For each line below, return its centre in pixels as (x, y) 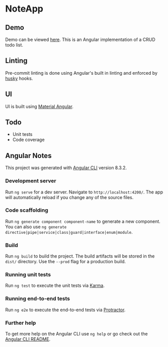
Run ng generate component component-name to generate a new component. (83, 221)
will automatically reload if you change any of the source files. (69, 197)
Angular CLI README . (28, 339)
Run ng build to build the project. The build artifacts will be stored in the (80, 256)
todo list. (14, 45)
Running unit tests (28, 275)
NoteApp (24, 9)
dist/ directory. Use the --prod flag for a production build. (65, 262)
